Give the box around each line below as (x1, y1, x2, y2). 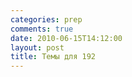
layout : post (10, 42, 65, 53)
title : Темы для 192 (10, 52, 97, 62)
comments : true (10, 24, 74, 34)
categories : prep (10, 14, 83, 25)
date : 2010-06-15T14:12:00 (10, 33, 123, 43)
